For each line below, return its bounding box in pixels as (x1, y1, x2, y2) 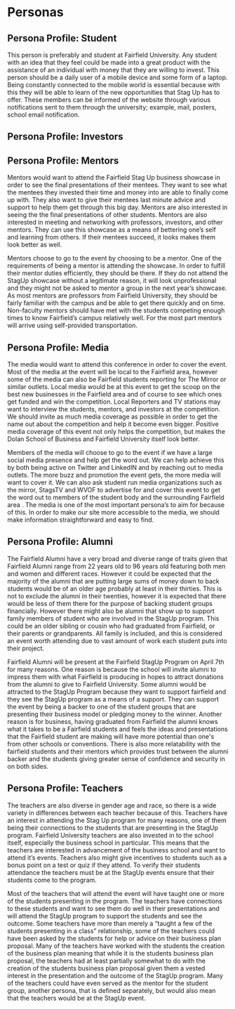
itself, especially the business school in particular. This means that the (7, 838, 210, 847)
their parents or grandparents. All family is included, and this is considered (7, 629, 222, 638)
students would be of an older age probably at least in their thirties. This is (7, 584, 222, 593)
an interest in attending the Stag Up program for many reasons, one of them (7, 816, 227, 824)
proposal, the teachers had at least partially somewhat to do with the (7, 956, 206, 965)
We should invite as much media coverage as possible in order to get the (7, 412, 217, 421)
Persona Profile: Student (7, 32, 117, 44)
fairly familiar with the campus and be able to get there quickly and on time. (7, 299, 226, 308)
